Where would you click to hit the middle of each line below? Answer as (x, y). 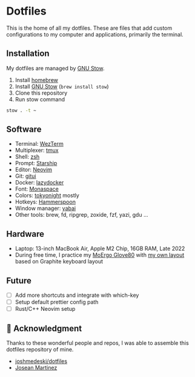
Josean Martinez (36, 368)
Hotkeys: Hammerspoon (45, 202)
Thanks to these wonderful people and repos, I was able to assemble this (97, 343)
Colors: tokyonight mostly (47, 195)
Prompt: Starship (36, 163)
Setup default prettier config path (57, 302)
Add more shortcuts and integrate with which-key (77, 295)
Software (24, 130)
